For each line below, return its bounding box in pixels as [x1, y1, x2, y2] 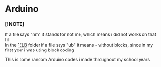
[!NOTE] [5, 21, 25, 28]
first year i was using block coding [5, 47, 74, 53]
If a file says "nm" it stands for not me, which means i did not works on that [5, 32, 156, 37]
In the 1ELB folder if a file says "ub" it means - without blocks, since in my [5, 42, 153, 48]
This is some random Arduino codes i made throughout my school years [5, 57, 150, 63]
